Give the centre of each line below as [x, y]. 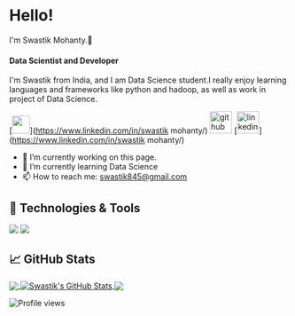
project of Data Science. [53, 99]
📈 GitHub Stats [52, 260]
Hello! [31, 16]
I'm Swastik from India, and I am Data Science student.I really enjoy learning [148, 80]
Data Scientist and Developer [64, 60]
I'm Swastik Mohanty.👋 [51, 40]
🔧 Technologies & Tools [75, 208]
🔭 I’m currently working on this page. [89, 157]
